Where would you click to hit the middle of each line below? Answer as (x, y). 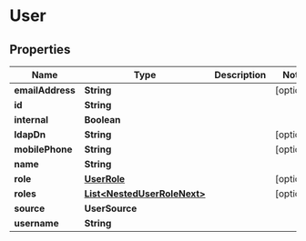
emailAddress (45, 90)
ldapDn (30, 135)
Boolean (102, 120)
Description (240, 75)
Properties (40, 50)
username (36, 223)
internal (31, 120)
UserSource (111, 208)
